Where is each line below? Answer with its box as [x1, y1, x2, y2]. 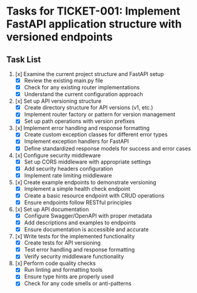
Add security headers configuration [24, 165, 113, 172]
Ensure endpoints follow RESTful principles [24, 199, 132, 206]
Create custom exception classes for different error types [24, 131, 168, 138]
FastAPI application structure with [6, 17, 182, 31]
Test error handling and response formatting [24, 246, 135, 253]
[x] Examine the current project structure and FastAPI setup [15, 71, 164, 77]
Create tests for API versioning [24, 239, 101, 247]
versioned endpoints [6, 30, 113, 44]
